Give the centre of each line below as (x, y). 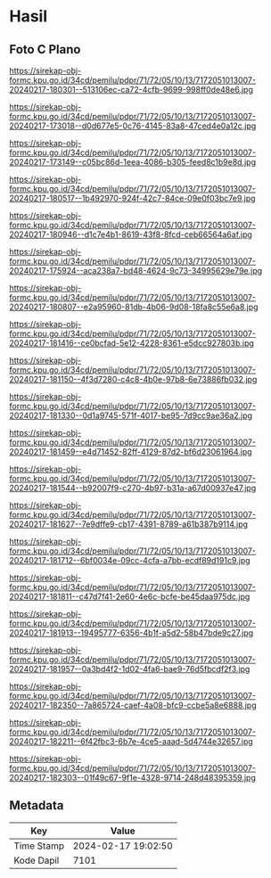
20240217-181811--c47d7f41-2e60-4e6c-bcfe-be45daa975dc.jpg (130, 596)
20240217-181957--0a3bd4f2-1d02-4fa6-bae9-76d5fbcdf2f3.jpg (130, 669)
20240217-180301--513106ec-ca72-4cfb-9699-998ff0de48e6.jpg (131, 90)
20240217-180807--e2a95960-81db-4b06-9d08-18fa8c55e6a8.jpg (134, 307)
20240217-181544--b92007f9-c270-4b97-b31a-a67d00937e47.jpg (133, 488)
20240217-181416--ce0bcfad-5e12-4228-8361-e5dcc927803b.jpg (131, 343)
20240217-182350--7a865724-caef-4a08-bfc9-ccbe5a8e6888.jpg (133, 705)
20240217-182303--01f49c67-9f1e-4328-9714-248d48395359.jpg (132, 778)
